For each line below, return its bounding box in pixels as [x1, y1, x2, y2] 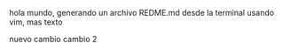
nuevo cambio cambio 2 [9, 34, 98, 44]
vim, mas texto [9, 17, 63, 27]
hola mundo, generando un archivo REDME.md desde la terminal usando [9, 8, 275, 18]
